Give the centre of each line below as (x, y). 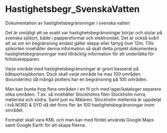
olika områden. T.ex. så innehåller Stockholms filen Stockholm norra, (76, 94)
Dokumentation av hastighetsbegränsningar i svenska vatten (67, 23)
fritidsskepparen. (23, 59)
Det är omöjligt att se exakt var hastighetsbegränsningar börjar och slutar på (84, 32)
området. (14, 110)
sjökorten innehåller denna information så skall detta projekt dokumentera (81, 48)
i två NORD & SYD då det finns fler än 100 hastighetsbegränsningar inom (80, 105)
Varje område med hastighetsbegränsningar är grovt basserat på (72, 69)
